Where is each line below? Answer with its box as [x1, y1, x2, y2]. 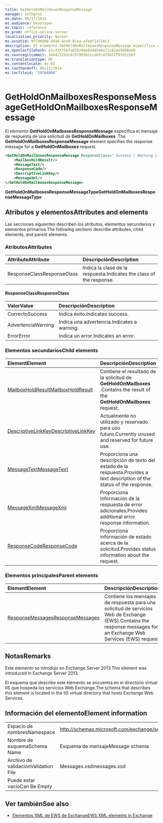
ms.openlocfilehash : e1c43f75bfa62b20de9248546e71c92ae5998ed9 [5, 48, 136, 53]
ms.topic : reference [5, 25, 47, 30]
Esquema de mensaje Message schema [60, 743, 149, 750]
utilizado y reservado [100, 418, 148, 425]
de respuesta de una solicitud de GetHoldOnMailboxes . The [5, 133, 126, 139]
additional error [100, 513, 135, 520]
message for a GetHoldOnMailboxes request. [5, 143, 97, 149]
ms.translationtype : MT [5, 57, 53, 62]
